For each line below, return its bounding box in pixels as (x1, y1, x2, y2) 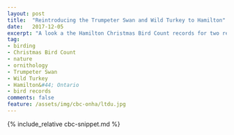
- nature (7, 56, 33, 63)
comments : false (7, 95, 54, 102)
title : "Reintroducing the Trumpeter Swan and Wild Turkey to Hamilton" (7, 17, 226, 24)
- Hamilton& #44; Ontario (7, 81, 79, 88)
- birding (7, 42, 36, 49)
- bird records (7, 88, 52, 95)
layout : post (7, 10, 45, 17)
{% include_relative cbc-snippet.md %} (7, 120, 120, 128)
